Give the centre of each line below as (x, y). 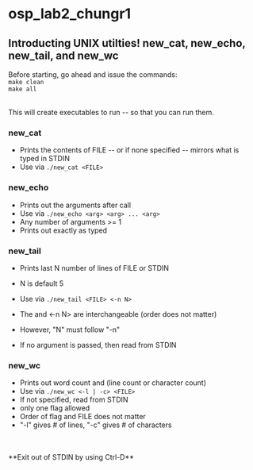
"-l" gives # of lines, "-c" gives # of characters (96, 425)
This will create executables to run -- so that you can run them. (111, 112)
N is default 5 (42, 283)
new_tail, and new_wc (63, 55)
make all (23, 89)
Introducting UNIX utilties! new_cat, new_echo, (127, 43)
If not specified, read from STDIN (74, 400)
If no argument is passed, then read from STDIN (98, 345)
